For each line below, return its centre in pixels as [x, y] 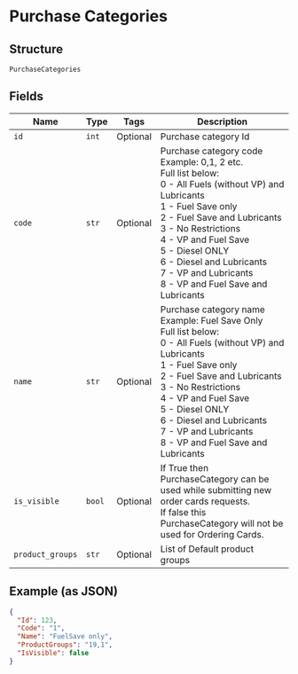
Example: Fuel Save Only [212, 320]
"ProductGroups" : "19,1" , [65, 645]
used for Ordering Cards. [212, 534]
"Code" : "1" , [41, 628]
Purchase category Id [205, 137]
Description [223, 121]
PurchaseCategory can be [215, 479]
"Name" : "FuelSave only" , [65, 637]
